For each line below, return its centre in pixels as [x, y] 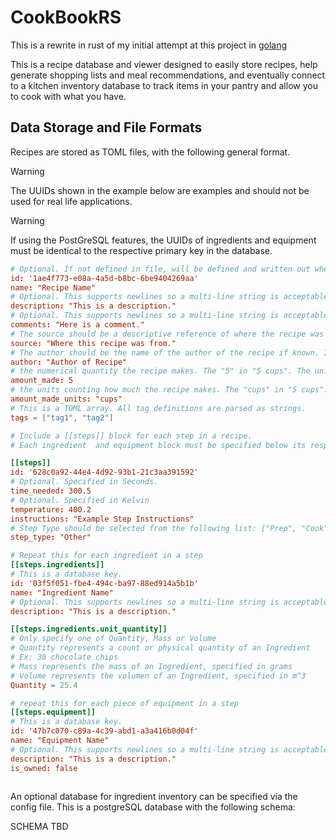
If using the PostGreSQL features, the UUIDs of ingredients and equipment [163, 240]
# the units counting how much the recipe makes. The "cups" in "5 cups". [169, 390]
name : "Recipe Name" [53, 287]
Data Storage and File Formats [106, 127]
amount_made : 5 [42, 381]
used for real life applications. [71, 201]
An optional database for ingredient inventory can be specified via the [154, 796]
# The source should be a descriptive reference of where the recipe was [167, 334]
